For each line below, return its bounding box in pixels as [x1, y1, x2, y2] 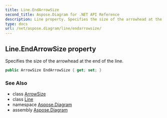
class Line [12, 96, 33, 102]
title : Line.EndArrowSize [5, 7, 59, 13]
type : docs [5, 21, 28, 27]
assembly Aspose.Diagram [12, 107, 68, 113]
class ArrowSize [12, 91, 46, 97]
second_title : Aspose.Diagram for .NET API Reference [5, 12, 120, 17]
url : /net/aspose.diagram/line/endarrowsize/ [5, 26, 101, 31]
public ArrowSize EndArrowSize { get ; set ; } [5, 67, 101, 73]
